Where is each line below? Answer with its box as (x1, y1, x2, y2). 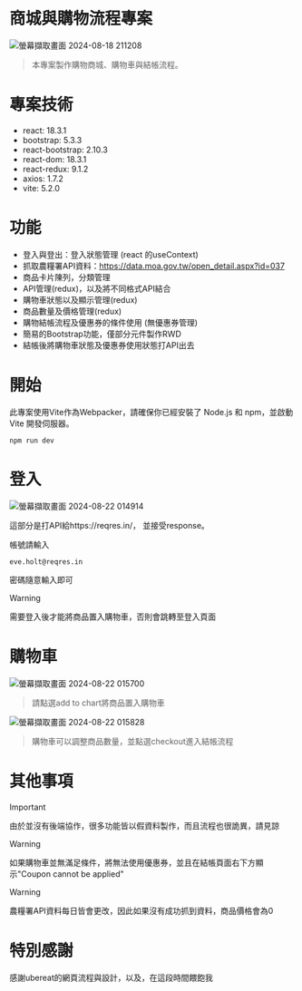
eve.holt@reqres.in (9, 557, 83, 567)
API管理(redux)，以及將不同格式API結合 (22, 283, 171, 294)
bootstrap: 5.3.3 (22, 134, 83, 145)
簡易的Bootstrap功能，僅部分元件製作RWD (22, 328, 181, 339)
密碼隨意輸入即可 (9, 574, 73, 585)
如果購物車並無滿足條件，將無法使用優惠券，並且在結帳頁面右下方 (9, 857, 256, 868)
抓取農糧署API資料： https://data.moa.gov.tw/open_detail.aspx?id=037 (22, 260, 286, 271)
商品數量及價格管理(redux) (22, 306, 122, 316)
